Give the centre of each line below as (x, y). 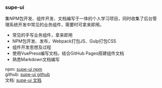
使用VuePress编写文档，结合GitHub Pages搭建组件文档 (68, 53)
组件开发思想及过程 (32, 47)
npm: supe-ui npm (24, 69)
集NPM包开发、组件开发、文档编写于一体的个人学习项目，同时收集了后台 (79, 19)
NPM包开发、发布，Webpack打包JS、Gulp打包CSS (64, 41)
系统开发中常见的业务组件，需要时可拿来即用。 (56, 25)
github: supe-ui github (27, 74)
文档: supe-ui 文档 (23, 80)
